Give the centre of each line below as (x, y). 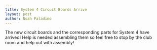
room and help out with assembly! (39, 43)
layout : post (19, 14)
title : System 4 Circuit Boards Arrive (46, 9)
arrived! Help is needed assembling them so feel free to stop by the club (78, 37)
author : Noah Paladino (28, 18)
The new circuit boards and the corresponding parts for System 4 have (77, 33)
